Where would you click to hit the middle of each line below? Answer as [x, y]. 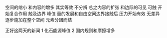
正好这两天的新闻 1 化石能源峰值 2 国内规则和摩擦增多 [60, 30]
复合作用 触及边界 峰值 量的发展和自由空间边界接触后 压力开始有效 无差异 [84, 13]
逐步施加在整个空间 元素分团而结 [39, 20]
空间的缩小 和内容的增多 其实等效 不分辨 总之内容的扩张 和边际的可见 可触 [81, 7]
